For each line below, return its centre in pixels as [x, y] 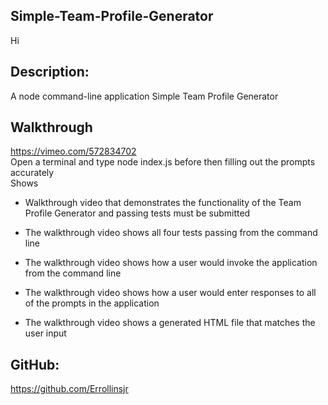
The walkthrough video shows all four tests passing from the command [171, 233]
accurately [32, 173]
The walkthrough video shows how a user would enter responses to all [170, 293]
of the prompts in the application [92, 303]
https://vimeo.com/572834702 [73, 151]
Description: [50, 72]
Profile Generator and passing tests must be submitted [137, 213]
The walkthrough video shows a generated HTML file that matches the [170, 323]
